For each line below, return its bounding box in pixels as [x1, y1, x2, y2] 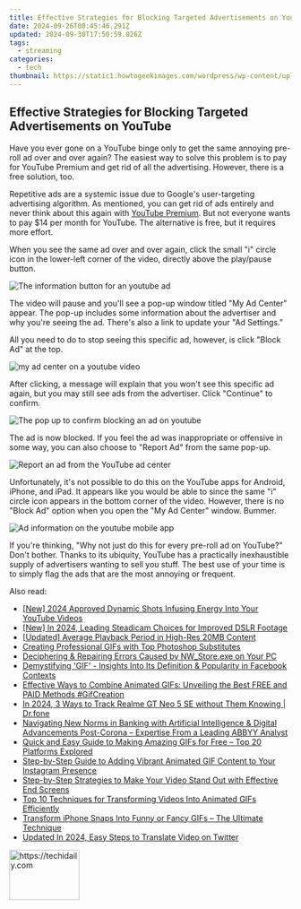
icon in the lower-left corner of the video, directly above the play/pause [9, 253, 272, 264]
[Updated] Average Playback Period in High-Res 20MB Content [21, 631, 257, 642]
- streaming [17, 47, 63, 56]
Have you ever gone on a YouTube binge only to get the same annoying [9, 143, 273, 153]
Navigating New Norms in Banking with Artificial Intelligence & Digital [21, 717, 278, 728]
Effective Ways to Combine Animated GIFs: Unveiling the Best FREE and [21, 679, 288, 690]
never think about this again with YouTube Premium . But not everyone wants [9, 207, 291, 218]
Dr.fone [21, 707, 50, 718]
